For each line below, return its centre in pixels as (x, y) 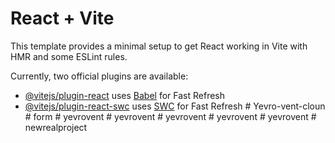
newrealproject (56, 127)
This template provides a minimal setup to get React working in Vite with (159, 46)
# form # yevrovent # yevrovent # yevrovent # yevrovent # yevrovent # (170, 116)
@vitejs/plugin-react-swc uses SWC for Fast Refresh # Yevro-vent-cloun (175, 106)
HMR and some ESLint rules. (69, 56)
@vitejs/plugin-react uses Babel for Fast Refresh (125, 95)
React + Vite (62, 18)
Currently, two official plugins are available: (99, 76)
